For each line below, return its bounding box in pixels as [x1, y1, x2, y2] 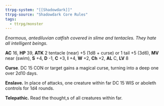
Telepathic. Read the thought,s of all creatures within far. [5, 95, 123, 101]
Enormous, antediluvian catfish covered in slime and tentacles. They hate [5, 35, 157, 41]
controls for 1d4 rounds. [5, 85, 54, 91]
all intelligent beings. [5, 40, 48, 46]
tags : [5, 16, 16, 21]
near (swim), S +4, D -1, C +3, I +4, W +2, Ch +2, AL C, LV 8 [5, 55, 129, 61]
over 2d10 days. [5, 70, 38, 76]
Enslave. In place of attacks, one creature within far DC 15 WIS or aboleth [5, 80, 157, 86]
